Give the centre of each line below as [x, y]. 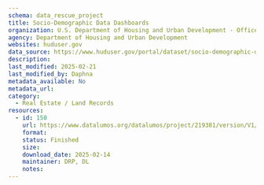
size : [31, 147]
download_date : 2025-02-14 [66, 154]
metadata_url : [31, 89]
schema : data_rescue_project [56, 15]
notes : [33, 169]
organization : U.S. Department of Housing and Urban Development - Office [133, 30]
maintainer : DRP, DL [56, 162]
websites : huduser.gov [45, 45]
